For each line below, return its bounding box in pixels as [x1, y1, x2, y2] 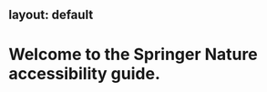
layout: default [8, 7, 94, 23]
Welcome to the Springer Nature [8, 44, 258, 65]
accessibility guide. [8, 63, 160, 84]
